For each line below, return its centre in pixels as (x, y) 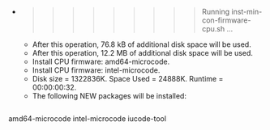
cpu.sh (213, 29)
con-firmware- (226, 20)
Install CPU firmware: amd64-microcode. (101, 61)
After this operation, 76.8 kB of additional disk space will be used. (141, 44)
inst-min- (246, 12)
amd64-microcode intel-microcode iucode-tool (88, 119)
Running (216, 12)
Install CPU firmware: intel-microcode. (96, 70)
